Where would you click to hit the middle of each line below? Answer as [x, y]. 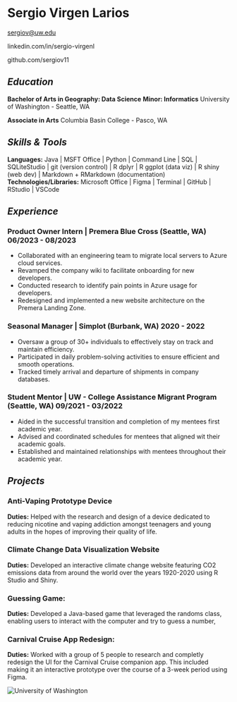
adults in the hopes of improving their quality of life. [82, 531]
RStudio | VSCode [34, 189]
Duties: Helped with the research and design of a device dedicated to [109, 517]
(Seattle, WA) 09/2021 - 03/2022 [65, 406]
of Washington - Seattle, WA [49, 106]
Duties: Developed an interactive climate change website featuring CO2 [112, 565]
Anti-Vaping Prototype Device [60, 501]
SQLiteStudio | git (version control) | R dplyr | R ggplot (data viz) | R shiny [114, 166]
